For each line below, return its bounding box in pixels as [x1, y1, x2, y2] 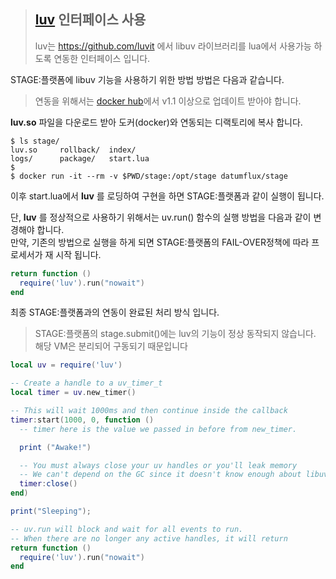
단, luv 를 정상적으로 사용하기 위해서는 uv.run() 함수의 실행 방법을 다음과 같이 [10, 211, 312, 223]
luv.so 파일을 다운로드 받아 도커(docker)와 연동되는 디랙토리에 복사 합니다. [10, 116, 303, 128]
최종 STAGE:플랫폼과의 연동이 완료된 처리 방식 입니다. [10, 306, 220, 319]
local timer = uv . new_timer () [10, 388, 137, 398]
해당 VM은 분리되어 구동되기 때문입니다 [34, 340, 188, 352]
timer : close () [19, 479, 78, 489]
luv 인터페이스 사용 [34, 11, 147, 29]
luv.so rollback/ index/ [10, 145, 137, 155]
